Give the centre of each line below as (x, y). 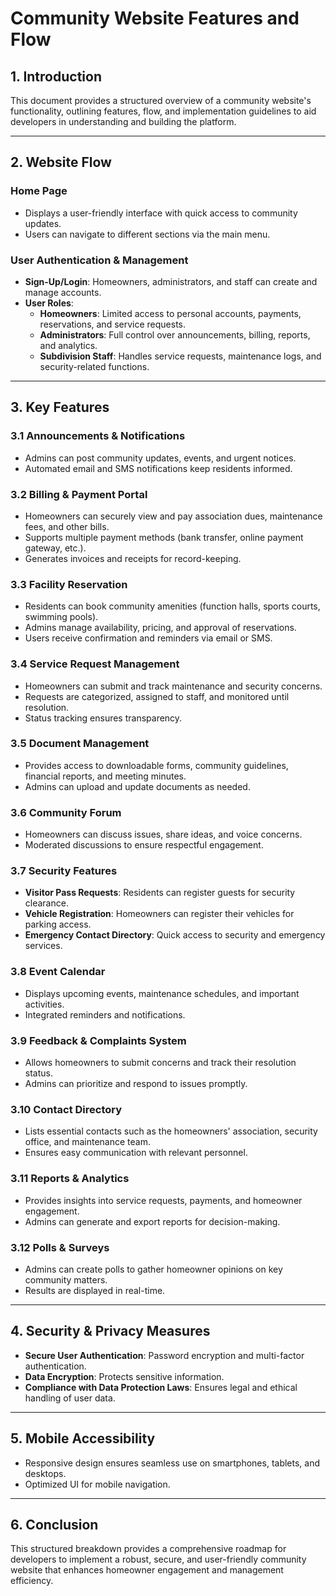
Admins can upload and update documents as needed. (137, 786)
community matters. (66, 1279)
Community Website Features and (155, 18)
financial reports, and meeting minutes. (105, 776)
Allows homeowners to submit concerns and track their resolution (160, 1063)
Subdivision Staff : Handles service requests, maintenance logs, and (180, 356)
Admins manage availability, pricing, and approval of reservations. (160, 628)
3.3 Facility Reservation (69, 584)
